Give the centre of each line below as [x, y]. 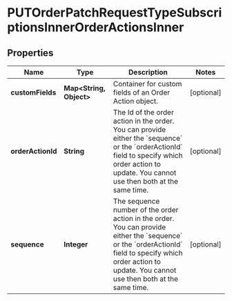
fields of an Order [142, 93]
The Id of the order [143, 112]
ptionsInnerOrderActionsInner [96, 27]
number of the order [146, 210]
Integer [76, 244]
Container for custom [147, 84]
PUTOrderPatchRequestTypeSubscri [115, 13]
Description [148, 72]
